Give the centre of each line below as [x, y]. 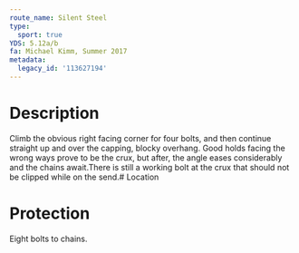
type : [19, 26]
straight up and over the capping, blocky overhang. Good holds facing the [147, 148]
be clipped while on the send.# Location [84, 177]
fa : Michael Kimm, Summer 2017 [68, 52]
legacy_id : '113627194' [62, 69]
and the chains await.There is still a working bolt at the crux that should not [149, 167]
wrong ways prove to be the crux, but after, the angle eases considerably [146, 157]
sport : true [40, 34]
